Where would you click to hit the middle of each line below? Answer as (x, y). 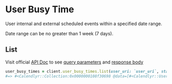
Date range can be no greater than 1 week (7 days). (59, 33)
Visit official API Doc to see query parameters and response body (74, 62)
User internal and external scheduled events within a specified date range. (84, 24)
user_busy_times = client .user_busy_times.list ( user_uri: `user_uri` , (82, 71)
